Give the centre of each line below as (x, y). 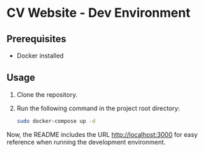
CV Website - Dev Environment (98, 13)
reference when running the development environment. (86, 142)
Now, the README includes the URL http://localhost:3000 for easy (102, 134)
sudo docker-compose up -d (56, 121)
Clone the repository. (47, 94)
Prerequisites (36, 39)
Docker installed (40, 55)
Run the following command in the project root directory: (98, 108)
